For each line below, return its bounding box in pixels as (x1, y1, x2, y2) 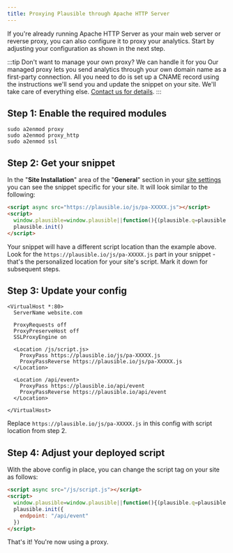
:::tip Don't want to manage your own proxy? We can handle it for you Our (7, 57, 219, 66)
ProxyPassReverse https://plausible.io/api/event (20, 388, 167, 396)
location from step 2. (7, 427, 68, 435)
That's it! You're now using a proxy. (7, 538, 109, 546)
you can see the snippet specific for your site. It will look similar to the (7, 183, 208, 192)
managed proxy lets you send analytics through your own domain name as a (7, 65, 227, 73)
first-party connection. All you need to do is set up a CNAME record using (7, 73, 220, 81)
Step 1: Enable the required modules (7, 107, 167, 119)
